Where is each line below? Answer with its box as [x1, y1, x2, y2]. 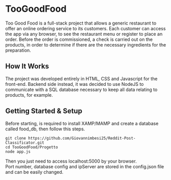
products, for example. [5, 92, 53, 98]
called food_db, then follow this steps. [5, 126, 85, 132]
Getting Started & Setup [5, 107, 83, 116]
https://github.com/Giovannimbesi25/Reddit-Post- [28, 136, 136, 141]
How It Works [5, 62, 50, 71]
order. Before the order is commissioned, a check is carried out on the [5, 36, 153, 42]
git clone [5, 136, 27, 141]
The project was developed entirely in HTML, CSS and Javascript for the [5, 75, 158, 82]
